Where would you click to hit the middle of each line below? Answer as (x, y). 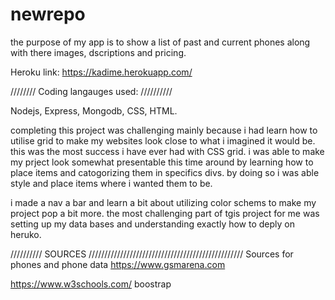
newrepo (48, 14)
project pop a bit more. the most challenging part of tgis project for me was (165, 213)
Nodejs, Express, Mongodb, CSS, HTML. (94, 110)
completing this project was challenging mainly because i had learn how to (164, 130)
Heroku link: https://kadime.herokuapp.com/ (101, 72)
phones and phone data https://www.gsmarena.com (118, 264)
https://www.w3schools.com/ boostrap (91, 284)
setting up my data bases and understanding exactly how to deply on (153, 224)
